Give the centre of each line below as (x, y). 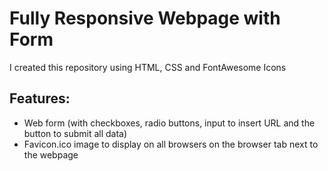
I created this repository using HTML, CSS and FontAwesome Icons (148, 67)
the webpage (51, 154)
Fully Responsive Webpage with (145, 18)
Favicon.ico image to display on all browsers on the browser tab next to (171, 144)
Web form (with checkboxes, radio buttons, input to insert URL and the (169, 123)
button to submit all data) (75, 133)
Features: (40, 98)
